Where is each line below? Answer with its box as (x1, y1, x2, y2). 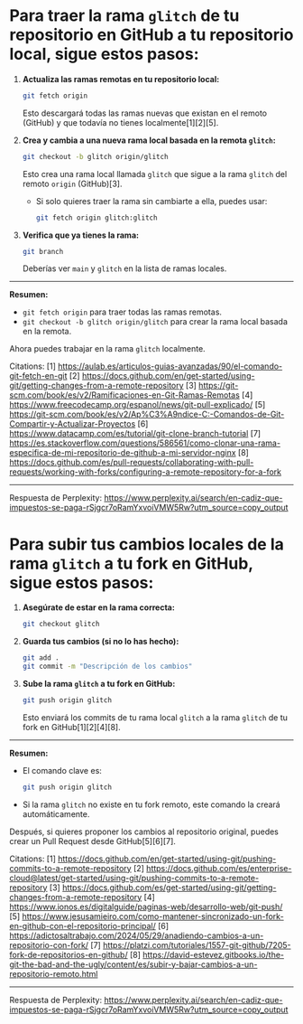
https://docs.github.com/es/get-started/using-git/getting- (61, 882, 277, 893)
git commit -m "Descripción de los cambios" (22, 662, 193, 672)
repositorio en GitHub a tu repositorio (9, 24, 294, 45)
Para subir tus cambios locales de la (9, 534, 284, 554)
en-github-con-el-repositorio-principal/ (9, 920, 156, 931)
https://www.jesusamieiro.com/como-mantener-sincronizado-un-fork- (22, 910, 284, 922)
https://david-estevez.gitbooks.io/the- (142, 949, 285, 960)
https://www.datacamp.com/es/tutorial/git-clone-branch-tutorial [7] (9, 428, 262, 439)
